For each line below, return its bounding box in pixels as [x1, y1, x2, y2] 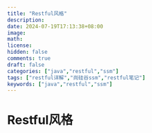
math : [7, 36, 23, 43]
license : [7, 42, 32, 49]
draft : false [7, 61, 45, 68]
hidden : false [7, 49, 48, 56]
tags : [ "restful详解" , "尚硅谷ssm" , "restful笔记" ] [7, 74, 146, 81]
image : [7, 29, 26, 37]
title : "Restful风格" [7, 10, 68, 17]
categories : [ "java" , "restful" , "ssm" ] [7, 68, 119, 74]
